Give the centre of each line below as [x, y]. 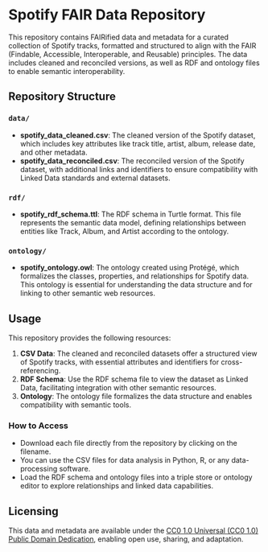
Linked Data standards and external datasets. [95, 178]
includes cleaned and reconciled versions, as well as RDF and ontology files [134, 63]
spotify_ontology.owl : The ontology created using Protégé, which [130, 268]
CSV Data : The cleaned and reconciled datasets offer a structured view [138, 354]
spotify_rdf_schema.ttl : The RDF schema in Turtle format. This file [130, 214]
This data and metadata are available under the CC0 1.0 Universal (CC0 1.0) [134, 531]
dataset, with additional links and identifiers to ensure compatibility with [139, 169]
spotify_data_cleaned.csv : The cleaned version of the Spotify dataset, [138, 135]
